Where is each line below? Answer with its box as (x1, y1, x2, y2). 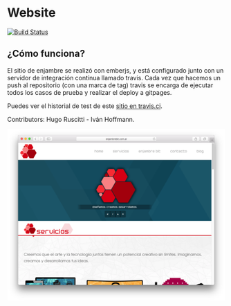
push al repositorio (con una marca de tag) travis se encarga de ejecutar (7, 81, 214, 89)
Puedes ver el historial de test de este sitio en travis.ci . (7, 102, 163, 110)
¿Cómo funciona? (7, 48, 85, 60)
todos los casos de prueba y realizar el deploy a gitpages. (7, 88, 172, 96)
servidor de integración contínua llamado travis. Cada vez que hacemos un (7, 73, 221, 82)
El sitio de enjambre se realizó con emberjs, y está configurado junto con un (7, 66, 224, 74)
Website (7, 5, 56, 21)
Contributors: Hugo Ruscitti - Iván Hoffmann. (7, 115, 135, 123)
